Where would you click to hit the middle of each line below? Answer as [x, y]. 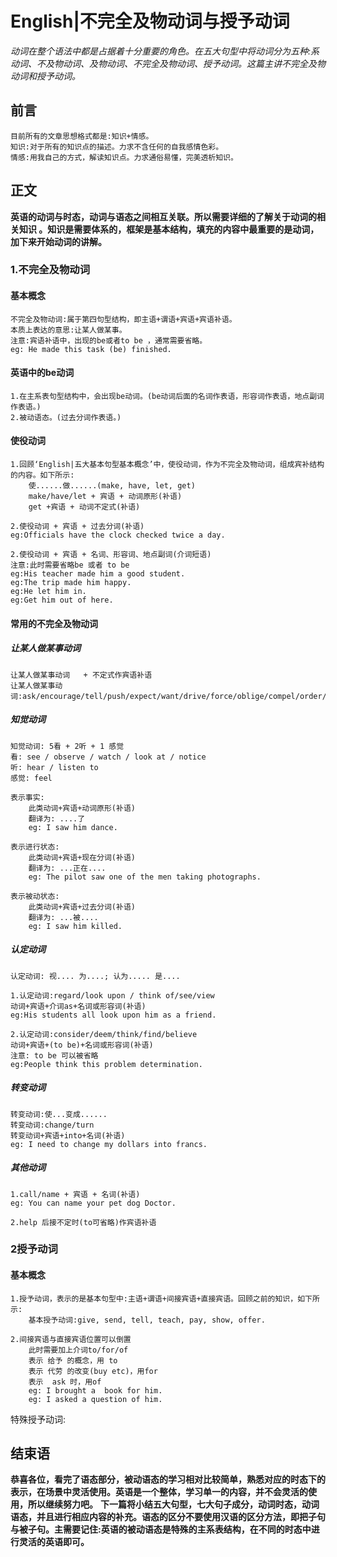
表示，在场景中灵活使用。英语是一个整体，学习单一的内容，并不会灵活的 [159, 1492]
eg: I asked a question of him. [95, 1399]
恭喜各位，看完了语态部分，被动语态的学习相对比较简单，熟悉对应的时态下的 [168, 1479]
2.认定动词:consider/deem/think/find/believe [104, 1034]
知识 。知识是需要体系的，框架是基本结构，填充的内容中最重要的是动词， [169, 229]
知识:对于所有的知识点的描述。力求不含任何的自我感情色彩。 [117, 147]
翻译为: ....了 [57, 818]
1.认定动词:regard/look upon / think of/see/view [112, 995]
